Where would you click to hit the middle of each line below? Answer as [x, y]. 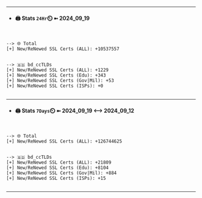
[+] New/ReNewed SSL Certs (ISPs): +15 [56, 179]
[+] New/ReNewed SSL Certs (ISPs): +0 [55, 86]
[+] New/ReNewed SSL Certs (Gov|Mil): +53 [60, 81]
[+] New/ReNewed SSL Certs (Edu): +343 [56, 75]
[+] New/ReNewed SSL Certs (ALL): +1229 [58, 70]
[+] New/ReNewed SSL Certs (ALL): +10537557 [63, 49]
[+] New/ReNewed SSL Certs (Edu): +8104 [58, 168]
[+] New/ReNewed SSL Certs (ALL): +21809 [59, 163]
